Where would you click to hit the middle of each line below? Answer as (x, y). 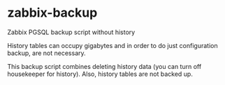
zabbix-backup (52, 13)
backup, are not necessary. (46, 53)
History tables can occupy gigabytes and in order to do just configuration (112, 45)
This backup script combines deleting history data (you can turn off (104, 66)
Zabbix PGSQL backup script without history (71, 32)
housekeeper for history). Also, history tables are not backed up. (100, 74)
